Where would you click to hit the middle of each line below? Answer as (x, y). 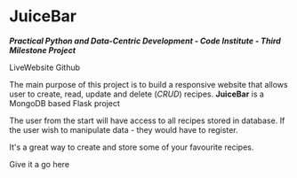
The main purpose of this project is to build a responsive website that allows (148, 84)
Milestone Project (43, 50)
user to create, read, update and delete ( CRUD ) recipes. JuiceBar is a (137, 94)
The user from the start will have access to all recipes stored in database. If (147, 120)
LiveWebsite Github (45, 67)
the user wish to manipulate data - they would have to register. (124, 129)
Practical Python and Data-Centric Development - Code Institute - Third (145, 41)
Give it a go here (39, 164)
